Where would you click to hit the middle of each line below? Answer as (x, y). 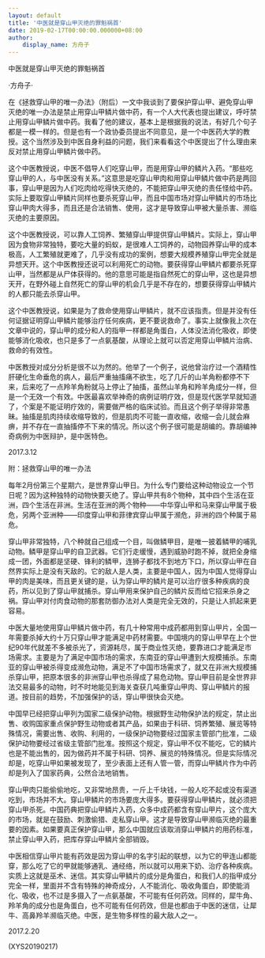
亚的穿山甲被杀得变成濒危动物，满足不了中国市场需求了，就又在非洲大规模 (129, 667)
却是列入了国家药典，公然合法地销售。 (70, 773)
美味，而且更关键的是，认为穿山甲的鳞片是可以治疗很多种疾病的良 (142, 581)
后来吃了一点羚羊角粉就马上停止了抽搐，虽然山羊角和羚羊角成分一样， (136, 387)
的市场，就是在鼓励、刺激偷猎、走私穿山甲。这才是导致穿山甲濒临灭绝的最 (129, 820)
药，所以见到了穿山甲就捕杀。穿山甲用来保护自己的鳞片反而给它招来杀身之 (129, 591)
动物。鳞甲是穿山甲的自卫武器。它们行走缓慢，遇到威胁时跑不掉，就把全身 (129, 551)
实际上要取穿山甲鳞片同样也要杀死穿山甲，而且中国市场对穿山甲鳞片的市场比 (132, 198)
